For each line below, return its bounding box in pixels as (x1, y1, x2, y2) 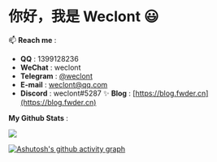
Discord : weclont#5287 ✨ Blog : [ (20, 88, 136, 98)
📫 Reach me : (8, 35, 57, 45)
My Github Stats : (8, 113, 69, 122)
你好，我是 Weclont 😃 (8, 7, 159, 26)
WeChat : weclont (20, 62, 81, 72)
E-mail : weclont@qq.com (20, 79, 108, 89)
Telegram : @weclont (20, 70, 93, 81)
